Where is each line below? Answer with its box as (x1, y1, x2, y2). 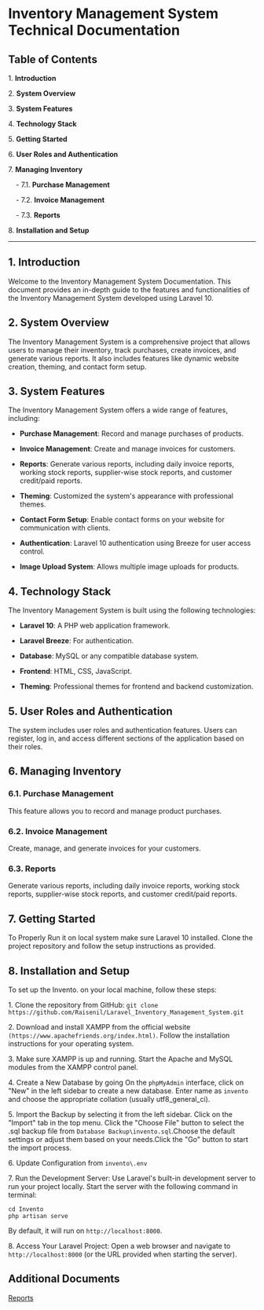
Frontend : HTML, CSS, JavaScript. (19, 667, 132, 676)
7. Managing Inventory (8, 165, 83, 174)
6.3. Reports (8, 863, 57, 874)
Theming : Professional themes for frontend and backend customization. (19, 682, 254, 691)
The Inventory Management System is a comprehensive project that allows (8, 337, 251, 346)
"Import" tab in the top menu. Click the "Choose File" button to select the (8, 1118, 245, 1127)
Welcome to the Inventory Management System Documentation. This (8, 276, 232, 286)
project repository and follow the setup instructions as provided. (8, 942, 216, 951)
